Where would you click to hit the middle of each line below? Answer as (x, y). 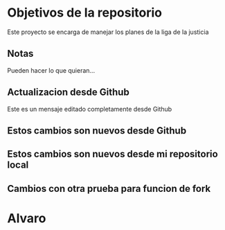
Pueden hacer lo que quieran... (51, 70)
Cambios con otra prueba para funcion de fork (109, 188)
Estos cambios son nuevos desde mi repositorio (112, 154)
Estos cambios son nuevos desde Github (97, 131)
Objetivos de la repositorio (85, 13)
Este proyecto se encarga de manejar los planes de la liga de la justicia (108, 32)
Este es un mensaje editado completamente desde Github (90, 109)
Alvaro (27, 218)
